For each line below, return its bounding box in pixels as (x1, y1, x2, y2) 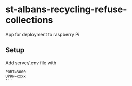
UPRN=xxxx (5, 74, 26, 79)
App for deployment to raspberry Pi (5, 31, 80, 37)
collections (5, 14, 53, 26)
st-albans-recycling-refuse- (5, 4, 127, 15)
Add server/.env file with (5, 60, 57, 66)
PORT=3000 (5, 69, 26, 74)
